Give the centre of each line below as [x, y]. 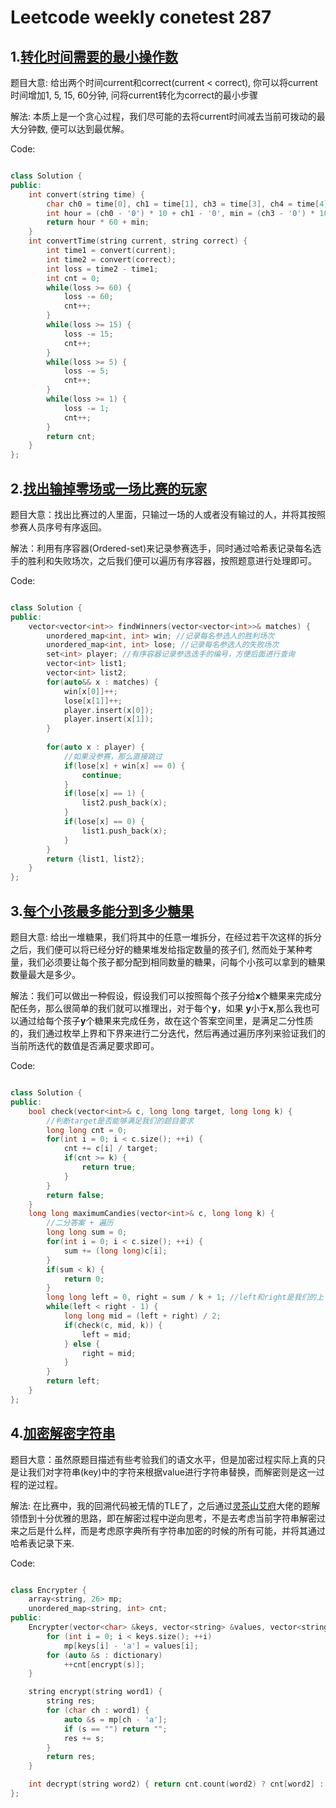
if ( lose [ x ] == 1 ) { [104, 794]
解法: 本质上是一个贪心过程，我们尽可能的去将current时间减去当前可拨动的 [163, 116]
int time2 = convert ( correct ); [111, 259]
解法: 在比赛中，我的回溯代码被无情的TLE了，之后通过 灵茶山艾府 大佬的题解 [165, 1505]
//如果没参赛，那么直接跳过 [113, 756]
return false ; [75, 1195]
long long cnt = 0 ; [87, 1130]
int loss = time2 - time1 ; [102, 269]
